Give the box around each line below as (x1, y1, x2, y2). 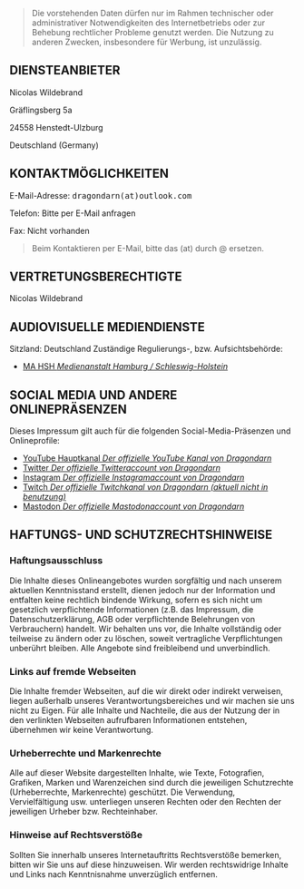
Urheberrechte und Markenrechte (9, 747, 162, 759)
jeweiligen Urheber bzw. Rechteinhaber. (9, 806, 159, 817)
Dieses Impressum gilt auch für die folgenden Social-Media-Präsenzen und (9, 425, 291, 436)
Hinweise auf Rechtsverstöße (9, 829, 143, 842)
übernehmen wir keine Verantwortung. (9, 725, 154, 736)
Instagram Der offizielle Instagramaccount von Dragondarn (22, 472, 245, 484)
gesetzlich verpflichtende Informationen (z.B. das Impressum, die (9, 603, 254, 615)
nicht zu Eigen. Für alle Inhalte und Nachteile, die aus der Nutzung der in (9, 705, 280, 716)
